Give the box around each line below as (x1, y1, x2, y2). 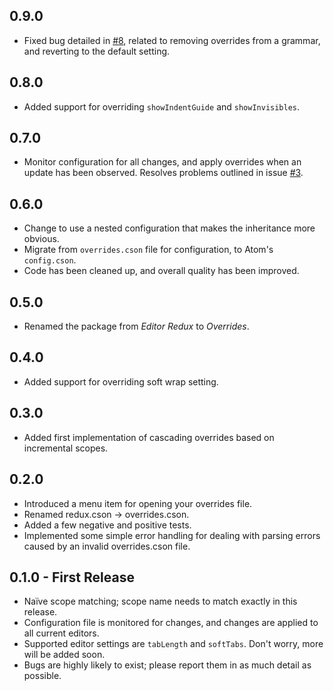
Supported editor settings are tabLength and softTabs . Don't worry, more (23, 638, 324, 650)
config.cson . (23, 254, 77, 266)
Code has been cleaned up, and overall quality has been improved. (23, 265, 300, 277)
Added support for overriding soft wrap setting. (23, 375, 219, 388)
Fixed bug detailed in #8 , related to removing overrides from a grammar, (23, 34, 321, 46)
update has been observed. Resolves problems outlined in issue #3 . (23, 167, 304, 179)
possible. (23, 670, 62, 682)
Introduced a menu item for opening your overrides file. (23, 497, 253, 509)
